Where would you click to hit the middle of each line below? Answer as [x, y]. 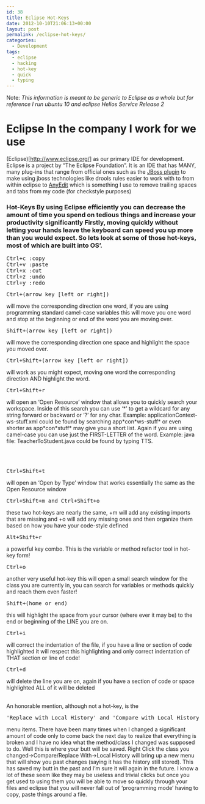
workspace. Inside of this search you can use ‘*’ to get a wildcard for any [98, 409]
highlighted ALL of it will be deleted [51, 688]
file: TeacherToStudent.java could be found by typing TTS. [80, 441]
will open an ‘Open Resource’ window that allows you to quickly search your [102, 402]
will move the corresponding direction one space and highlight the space [98, 343]
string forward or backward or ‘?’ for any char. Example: [76, 415]
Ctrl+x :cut [24, 271]
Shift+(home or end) [37, 604]
